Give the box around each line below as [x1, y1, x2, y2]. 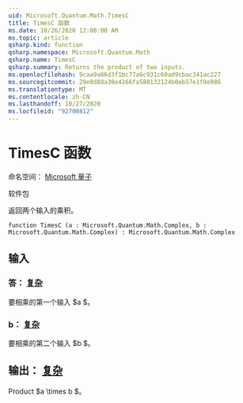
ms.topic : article [8, 33, 69, 42]
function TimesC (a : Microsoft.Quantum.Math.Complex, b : [8, 221, 207, 229]
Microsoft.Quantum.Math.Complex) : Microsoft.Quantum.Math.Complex [8, 228, 236, 236]
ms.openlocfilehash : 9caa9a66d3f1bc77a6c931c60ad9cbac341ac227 [8, 71, 222, 79]
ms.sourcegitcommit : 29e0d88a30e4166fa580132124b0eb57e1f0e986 [8, 78, 222, 86]
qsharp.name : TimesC [8, 56, 77, 64]
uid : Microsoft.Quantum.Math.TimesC [8, 11, 129, 20]
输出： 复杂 [8, 364, 63, 378]
